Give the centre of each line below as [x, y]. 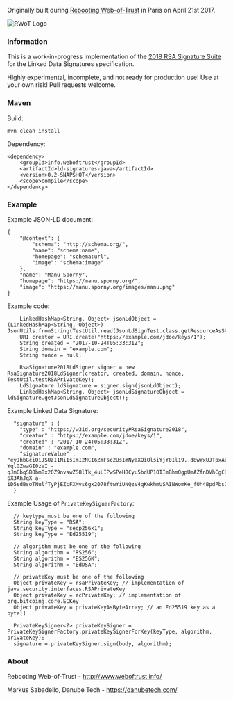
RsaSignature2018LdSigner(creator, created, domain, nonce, [96, 373]
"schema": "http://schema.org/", [80, 244]
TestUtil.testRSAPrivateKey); [51, 379]
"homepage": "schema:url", [71, 257]
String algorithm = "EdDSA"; [55, 565]
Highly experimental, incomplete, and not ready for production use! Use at [113, 78]
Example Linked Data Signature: [53, 410]
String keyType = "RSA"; [49, 522]
